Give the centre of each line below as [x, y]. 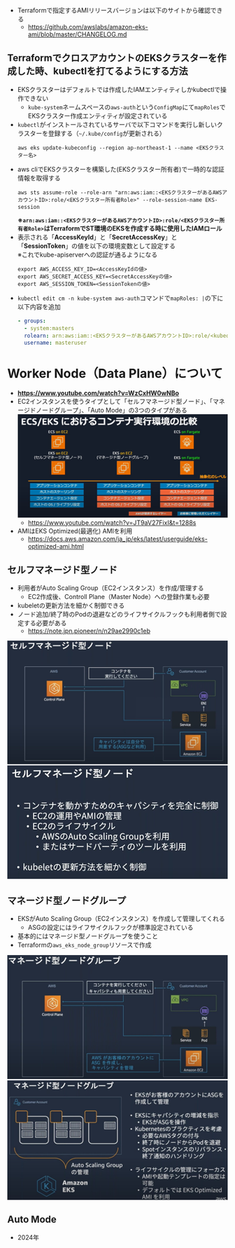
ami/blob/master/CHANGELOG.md [77, 34]
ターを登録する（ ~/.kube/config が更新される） [98, 133]
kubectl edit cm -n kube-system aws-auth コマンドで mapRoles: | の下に [120, 298]
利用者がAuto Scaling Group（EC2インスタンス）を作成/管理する [111, 588]
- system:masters [49, 328]
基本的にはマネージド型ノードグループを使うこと [88, 936]
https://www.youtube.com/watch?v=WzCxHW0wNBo [98, 393]
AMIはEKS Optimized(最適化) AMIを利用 [75, 530]
